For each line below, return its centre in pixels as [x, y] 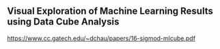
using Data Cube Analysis [63, 22]
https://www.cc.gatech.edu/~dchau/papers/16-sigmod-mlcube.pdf [101, 38]
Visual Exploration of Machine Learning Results [110, 11]
